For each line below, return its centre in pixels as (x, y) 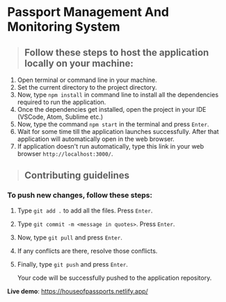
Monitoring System (64, 27)
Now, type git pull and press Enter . (70, 237)
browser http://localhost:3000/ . (65, 154)
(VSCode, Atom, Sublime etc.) (60, 117)
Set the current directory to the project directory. (87, 87)
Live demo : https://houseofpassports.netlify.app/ (78, 291)
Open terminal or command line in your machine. (87, 80)
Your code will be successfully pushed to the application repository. (114, 278)
